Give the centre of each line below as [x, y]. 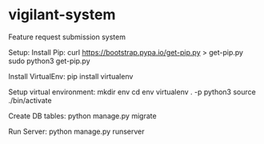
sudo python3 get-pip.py [49, 61]
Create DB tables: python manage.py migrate [83, 116]
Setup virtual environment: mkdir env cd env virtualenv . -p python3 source [132, 92]
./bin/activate [30, 100]
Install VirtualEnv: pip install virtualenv [71, 76]
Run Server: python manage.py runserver [76, 131]
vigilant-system [62, 15]
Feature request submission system [67, 37]
